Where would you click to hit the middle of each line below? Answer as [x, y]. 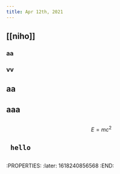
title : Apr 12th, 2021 [35, 12]
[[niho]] [21, 36]
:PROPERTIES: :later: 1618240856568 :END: [60, 166]
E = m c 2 [101, 129]
